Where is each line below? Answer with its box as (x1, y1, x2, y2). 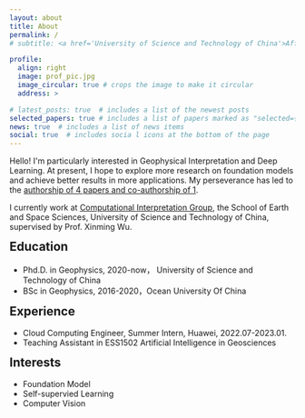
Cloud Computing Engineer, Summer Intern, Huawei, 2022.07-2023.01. (22, 327, 288, 338)
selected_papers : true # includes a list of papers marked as (9, 114, 250, 123)
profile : (9, 55, 43, 65)
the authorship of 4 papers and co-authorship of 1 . (9, 184, 199, 195)
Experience (9, 304, 75, 319)
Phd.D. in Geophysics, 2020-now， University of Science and (22, 264, 253, 275)
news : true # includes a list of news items (9, 122, 184, 132)
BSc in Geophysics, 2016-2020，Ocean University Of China (22, 285, 247, 296)
